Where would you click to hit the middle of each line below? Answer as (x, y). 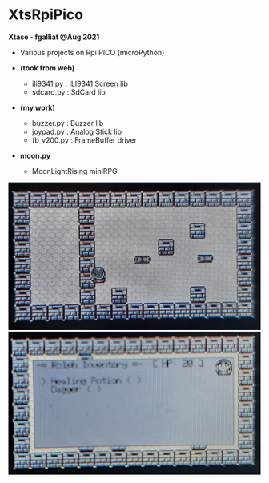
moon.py (35, 155)
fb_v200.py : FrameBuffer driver (84, 140)
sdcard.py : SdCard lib (68, 92)
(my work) (38, 107)
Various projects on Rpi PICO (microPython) (92, 52)
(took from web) (47, 68)
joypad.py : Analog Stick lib (77, 131)
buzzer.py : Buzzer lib (68, 123)
